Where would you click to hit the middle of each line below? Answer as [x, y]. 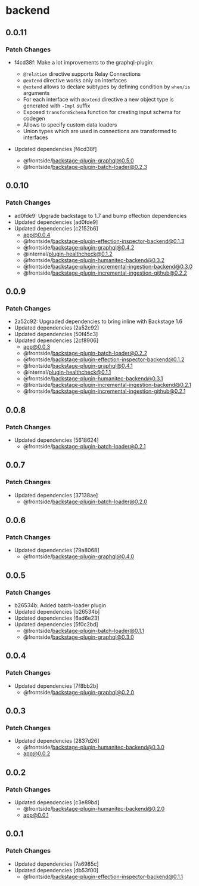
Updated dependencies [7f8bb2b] [56, 686]
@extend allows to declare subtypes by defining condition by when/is [107, 87]
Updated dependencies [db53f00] [56, 870]
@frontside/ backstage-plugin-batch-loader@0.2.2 [85, 353]
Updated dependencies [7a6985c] [56, 864]
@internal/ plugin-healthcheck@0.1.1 [67, 372]
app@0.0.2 [37, 753]
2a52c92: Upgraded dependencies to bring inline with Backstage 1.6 [98, 322]
